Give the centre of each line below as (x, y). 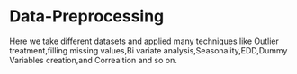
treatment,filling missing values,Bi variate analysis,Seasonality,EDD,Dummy (148, 50)
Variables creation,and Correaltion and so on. (93, 60)
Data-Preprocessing (87, 16)
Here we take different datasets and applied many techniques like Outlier (144, 41)
